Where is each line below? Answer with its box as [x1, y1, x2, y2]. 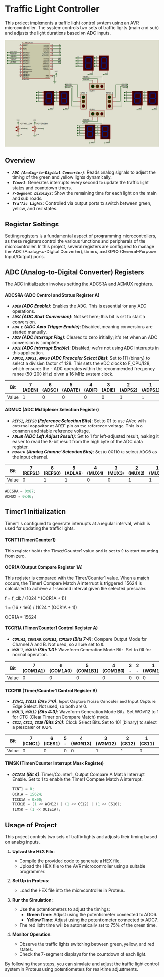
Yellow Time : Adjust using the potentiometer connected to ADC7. [26, 917, 158, 923]
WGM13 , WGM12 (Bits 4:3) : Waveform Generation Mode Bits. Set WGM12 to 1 [12, 709, 159, 715]
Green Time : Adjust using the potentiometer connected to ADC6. [26, 912, 158, 918]
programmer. [19, 869, 46, 875]
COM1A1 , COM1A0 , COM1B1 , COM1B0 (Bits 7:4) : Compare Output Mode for [12, 636, 147, 642]
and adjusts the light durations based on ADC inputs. [5, 30, 111, 36]
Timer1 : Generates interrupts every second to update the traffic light [12, 180, 149, 186]
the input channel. [12, 454, 49, 460]
